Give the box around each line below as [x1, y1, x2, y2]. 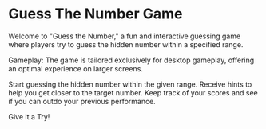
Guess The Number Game [8, 5, 183, 23]
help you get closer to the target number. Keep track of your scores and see [8, 87, 258, 97]
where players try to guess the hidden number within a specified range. [8, 39, 244, 49]
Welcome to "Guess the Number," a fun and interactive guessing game [8, 31, 241, 41]
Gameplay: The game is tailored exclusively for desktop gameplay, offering [8, 55, 255, 65]
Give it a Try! [8, 111, 50, 121]
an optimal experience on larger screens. [8, 63, 144, 73]
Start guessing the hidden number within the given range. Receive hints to [8, 79, 252, 89]
